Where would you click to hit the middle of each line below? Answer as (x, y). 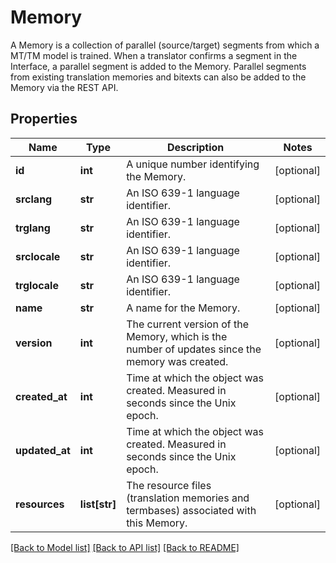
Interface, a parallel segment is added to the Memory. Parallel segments (158, 66)
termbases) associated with (191, 510)
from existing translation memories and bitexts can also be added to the (158, 77)
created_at (41, 396)
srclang (34, 199)
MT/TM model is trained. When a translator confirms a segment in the (154, 55)
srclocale (38, 256)
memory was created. (177, 361)
